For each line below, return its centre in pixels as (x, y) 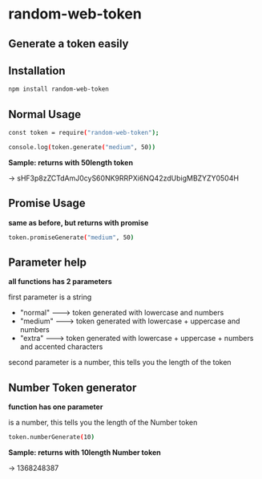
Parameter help (47, 262)
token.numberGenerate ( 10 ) (51, 437)
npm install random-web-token (59, 89)
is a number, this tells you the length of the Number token (103, 423)
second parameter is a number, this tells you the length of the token (120, 363)
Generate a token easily (69, 44)
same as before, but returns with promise (79, 222)
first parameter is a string (50, 297)
